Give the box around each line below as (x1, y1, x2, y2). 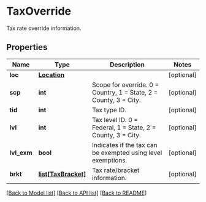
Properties (6, 42, 48, 52)
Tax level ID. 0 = (91, 115, 139, 124)
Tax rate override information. (6, 24, 82, 32)
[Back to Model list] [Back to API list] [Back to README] (6, 189, 147, 197)
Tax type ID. (91, 106, 127, 114)
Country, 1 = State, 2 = (91, 88, 158, 96)
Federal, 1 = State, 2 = (91, 123, 156, 132)
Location (38, 70, 65, 79)
